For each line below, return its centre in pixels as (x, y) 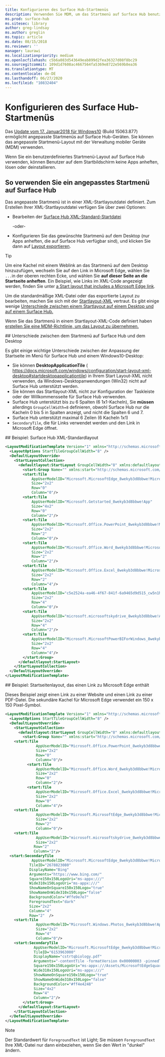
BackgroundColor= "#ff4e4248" (63, 984)
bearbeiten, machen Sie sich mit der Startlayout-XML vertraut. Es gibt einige (82, 301)
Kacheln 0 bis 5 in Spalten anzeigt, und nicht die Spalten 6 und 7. (78, 413)
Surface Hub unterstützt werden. (45, 386)
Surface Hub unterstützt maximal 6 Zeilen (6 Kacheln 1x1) (70, 418)
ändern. (13, 1050)
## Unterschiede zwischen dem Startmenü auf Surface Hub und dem (75, 336)
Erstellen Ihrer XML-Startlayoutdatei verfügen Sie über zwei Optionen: (76, 207)
